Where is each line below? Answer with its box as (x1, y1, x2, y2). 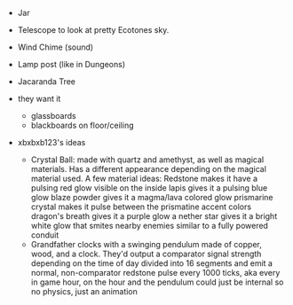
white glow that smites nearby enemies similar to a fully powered (30, 221, 269, 231)
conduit (30, 230, 59, 240)
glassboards (30, 111, 77, 121)
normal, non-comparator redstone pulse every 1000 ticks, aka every (30, 268, 281, 278)
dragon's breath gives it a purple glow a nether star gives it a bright (30, 211, 278, 221)
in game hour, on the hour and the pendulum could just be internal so (30, 277, 284, 287)
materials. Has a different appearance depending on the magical (30, 164, 266, 174)
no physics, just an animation (30, 286, 138, 296)
